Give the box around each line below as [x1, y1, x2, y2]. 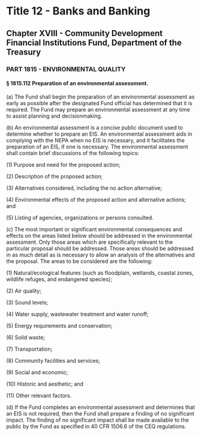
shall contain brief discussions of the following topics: [6, 149, 139, 157]
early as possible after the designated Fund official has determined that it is [6, 99, 193, 106]
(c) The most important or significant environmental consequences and [6, 225, 182, 232]
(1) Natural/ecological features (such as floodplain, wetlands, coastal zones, [6, 269, 194, 276]
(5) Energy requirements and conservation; [6, 322, 113, 329]
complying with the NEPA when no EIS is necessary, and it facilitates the [6, 136, 185, 144]
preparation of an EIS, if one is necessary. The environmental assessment [6, 143, 188, 150]
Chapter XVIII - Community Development [6, 28, 163, 38]
